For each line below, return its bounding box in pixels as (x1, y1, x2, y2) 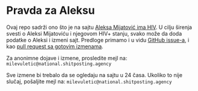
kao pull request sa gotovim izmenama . (6, 43, 104, 50)
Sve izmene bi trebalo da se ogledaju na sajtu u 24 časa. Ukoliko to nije (6, 71, 182, 78)
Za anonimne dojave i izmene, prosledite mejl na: (6, 54, 128, 61)
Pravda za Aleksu (6, 4, 95, 17)
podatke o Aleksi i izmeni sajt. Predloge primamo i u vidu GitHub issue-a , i (6, 36, 190, 43)
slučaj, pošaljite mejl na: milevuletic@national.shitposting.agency (6, 78, 172, 85)
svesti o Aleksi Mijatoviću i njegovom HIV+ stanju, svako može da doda (6, 30, 182, 37)
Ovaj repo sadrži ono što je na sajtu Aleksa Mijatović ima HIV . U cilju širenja (6, 24, 193, 31)
